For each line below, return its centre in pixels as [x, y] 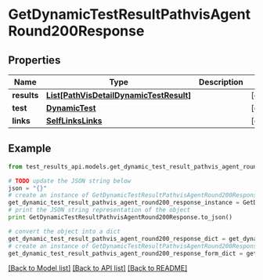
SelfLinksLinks [74, 121]
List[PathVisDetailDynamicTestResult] [119, 95]
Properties [34, 60]
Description [221, 82]
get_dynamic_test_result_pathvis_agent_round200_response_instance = [124, 203]
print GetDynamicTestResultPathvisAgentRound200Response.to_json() [121, 217]
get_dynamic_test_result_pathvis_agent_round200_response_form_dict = [126, 253]
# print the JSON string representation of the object [99, 210]
